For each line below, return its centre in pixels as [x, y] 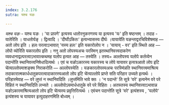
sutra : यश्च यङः [20, 15]
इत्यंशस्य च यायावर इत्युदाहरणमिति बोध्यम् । [40, 96]
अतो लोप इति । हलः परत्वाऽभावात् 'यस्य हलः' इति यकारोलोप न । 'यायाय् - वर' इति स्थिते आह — [83, 45]
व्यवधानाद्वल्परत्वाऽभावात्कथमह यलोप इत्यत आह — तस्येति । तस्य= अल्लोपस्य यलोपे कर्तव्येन [79, 56]
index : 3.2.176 [21, 10]
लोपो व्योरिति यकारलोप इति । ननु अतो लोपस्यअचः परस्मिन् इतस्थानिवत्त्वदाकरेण [68, 51]
